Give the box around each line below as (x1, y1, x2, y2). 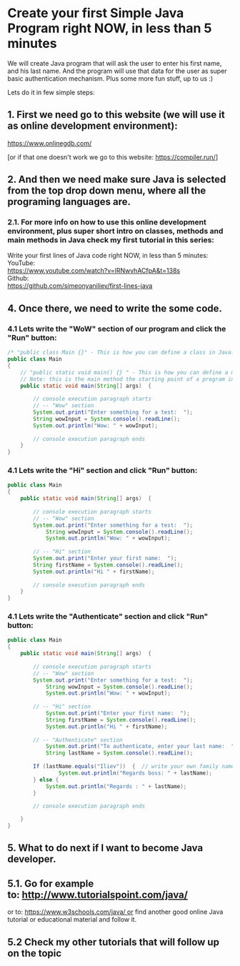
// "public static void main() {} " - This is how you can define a (20, 369, 229, 376)
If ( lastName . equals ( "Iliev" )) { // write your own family (33, 763, 219, 770)
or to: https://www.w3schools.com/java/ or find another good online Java (7, 907, 224, 916)
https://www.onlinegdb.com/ (7, 139, 92, 147)
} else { (33, 776, 59, 783)
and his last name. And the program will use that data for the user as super (7, 66, 227, 75)
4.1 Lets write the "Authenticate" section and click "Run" (7, 612, 209, 622)
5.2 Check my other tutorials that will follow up (7, 936, 220, 948)
